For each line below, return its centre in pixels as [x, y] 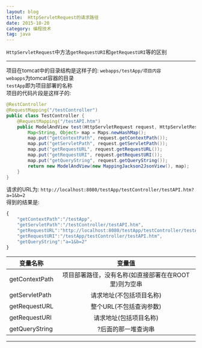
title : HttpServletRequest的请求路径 [53, 17]
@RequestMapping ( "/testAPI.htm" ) [59, 121]
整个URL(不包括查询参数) [126, 306]
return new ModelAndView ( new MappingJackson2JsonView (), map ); [109, 166]
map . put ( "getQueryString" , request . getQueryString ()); [98, 160]
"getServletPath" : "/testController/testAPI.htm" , [81, 225]
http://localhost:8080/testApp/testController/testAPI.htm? [117, 190]
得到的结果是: [23, 202]
